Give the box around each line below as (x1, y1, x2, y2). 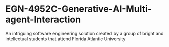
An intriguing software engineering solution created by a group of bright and (5, 30, 164, 36)
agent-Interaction (5, 14, 81, 25)
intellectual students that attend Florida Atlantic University (5, 36, 126, 42)
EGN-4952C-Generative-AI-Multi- (5, 3, 152, 15)
